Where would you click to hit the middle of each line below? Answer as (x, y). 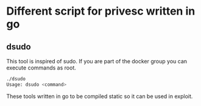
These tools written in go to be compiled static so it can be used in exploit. (100, 96)
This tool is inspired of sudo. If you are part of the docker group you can (97, 61)
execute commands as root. (41, 68)
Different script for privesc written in (101, 11)
